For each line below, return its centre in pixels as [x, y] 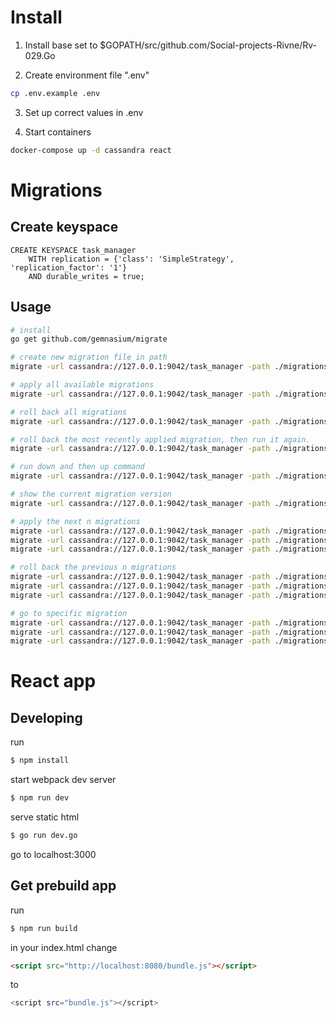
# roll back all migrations [69, 412]
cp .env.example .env [55, 93]
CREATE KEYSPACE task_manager [73, 250]
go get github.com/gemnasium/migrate [89, 339]
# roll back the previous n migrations [93, 567]
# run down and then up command [77, 467]
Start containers [58, 132]
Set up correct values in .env [84, 112]
